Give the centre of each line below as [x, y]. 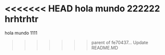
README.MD [105, 48]
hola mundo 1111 [21, 33]
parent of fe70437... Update [120, 42]
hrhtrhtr [21, 19]
